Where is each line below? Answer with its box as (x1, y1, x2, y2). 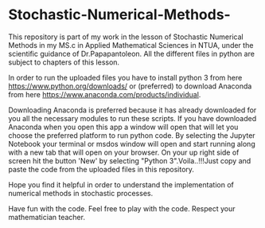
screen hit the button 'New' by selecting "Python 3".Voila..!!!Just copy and (8, 155, 251, 165)
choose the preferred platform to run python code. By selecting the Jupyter (8, 130, 256, 140)
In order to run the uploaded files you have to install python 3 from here (8, 73, 243, 82)
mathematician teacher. (8, 212, 86, 222)
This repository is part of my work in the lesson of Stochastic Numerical (8, 32, 244, 41)
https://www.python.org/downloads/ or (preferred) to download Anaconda (8, 81, 252, 91)
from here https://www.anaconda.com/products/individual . (8, 89, 201, 99)
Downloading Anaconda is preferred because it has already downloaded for (8, 105, 257, 115)
